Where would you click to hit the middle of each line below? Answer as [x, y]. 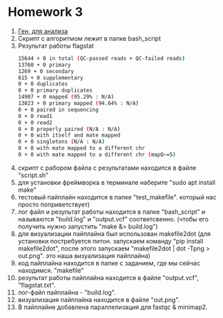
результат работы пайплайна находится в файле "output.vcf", [108, 277]
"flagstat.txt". [37, 285]
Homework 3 [46, 12]
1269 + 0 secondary [46, 71]
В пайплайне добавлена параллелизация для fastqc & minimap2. [113, 307]
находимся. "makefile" [51, 270]
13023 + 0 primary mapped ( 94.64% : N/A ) [78, 103]
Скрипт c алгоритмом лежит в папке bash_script [89, 38]
